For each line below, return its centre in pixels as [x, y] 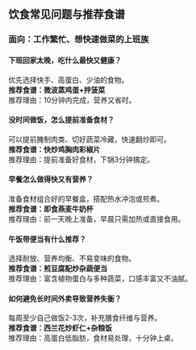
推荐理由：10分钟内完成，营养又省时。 [72, 100]
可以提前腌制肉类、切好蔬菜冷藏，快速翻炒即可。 [90, 139]
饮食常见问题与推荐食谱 [67, 15]
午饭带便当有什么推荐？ [47, 239]
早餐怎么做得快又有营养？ [51, 179]
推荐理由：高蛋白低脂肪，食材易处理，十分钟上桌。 [93, 338]
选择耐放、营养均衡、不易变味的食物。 [72, 258]
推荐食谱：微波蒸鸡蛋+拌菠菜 [57, 90]
